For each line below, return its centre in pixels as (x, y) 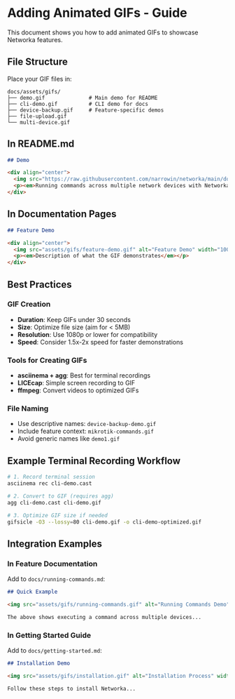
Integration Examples (55, 544)
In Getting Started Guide (49, 635)
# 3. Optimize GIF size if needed (58, 515)
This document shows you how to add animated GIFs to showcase (103, 32)
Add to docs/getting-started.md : (55, 651)
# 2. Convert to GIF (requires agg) (60, 496)
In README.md (41, 144)
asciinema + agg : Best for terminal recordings (84, 375)
